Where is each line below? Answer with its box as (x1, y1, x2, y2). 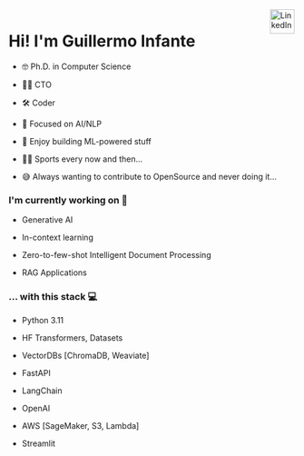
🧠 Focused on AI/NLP (21, 118, 102, 129)
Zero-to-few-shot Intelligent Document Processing (21, 250, 211, 261)
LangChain (21, 385, 63, 396)
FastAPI (21, 367, 51, 378)
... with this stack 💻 (8, 291, 98, 303)
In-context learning (21, 232, 94, 243)
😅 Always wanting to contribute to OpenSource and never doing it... (21, 171, 278, 182)
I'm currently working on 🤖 (8, 193, 128, 206)
